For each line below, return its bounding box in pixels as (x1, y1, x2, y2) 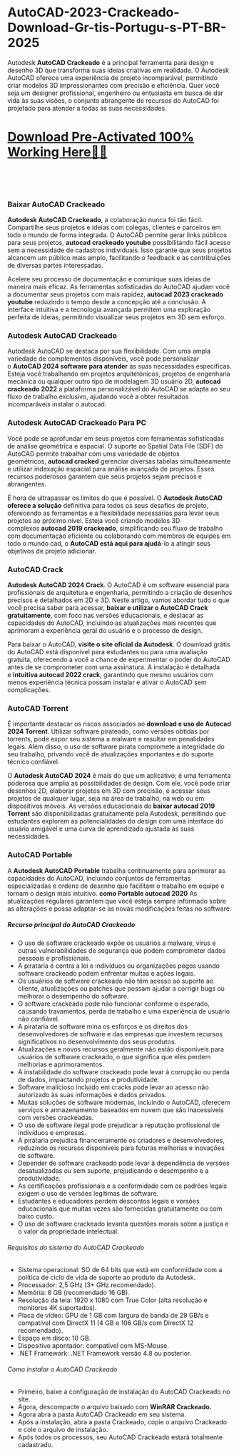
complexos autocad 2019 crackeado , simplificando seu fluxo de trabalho (7, 524, 223, 532)
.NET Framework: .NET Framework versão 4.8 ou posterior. (17, 1349, 192, 1357)
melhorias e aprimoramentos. (17, 1060, 105, 1069)
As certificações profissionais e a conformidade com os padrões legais (17, 1181, 227, 1190)
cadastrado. (17, 1441, 54, 1449)
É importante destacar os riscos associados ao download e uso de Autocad (7, 719, 232, 729)
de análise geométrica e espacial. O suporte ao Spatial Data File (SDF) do (7, 441, 223, 450)
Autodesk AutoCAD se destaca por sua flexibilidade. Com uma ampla (7, 347, 211, 356)
